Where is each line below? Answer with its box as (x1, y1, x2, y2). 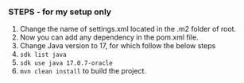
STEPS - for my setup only (8, 6, 112, 17)
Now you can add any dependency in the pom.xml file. (19, 32, 199, 42)
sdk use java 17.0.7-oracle (19, 59, 113, 67)
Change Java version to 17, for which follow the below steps (19, 41, 216, 51)
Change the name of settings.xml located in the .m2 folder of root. (19, 25, 237, 34)
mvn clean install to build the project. (19, 66, 147, 76)
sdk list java (19, 51, 67, 59)
